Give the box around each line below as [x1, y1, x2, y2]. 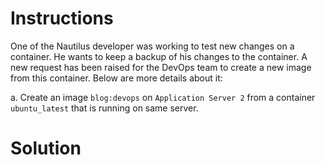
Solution [10, 137, 82, 160]
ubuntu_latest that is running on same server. [10, 102, 199, 114]
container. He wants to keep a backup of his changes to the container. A [10, 50, 308, 62]
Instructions [10, 7, 114, 30]
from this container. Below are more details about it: [10, 72, 223, 84]
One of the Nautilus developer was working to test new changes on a [10, 40, 295, 52]
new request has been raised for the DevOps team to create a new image [10, 61, 312, 73]
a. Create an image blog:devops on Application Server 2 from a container [10, 91, 316, 103]
